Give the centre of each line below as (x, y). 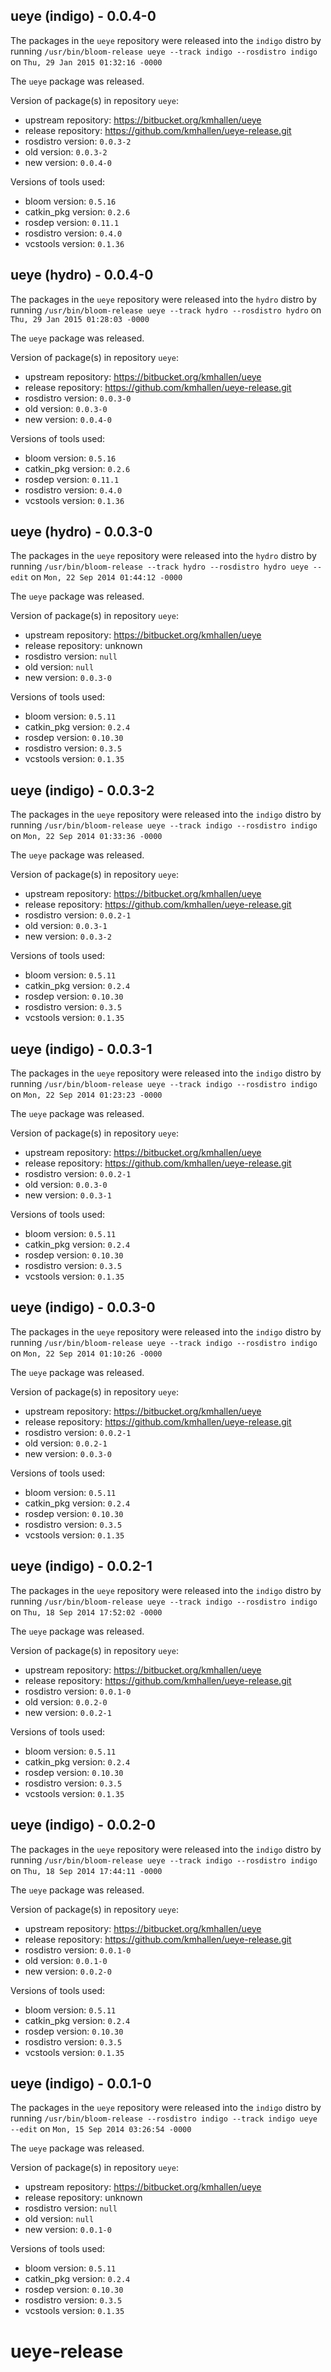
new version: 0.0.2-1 (68, 1712)
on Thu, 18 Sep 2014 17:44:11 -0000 (86, 1870)
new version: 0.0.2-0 (68, 1971)
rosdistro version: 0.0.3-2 (78, 141)
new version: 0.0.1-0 (68, 2230)
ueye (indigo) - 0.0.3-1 (81, 1049)
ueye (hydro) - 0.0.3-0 (81, 532)
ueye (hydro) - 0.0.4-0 (82, 275)
